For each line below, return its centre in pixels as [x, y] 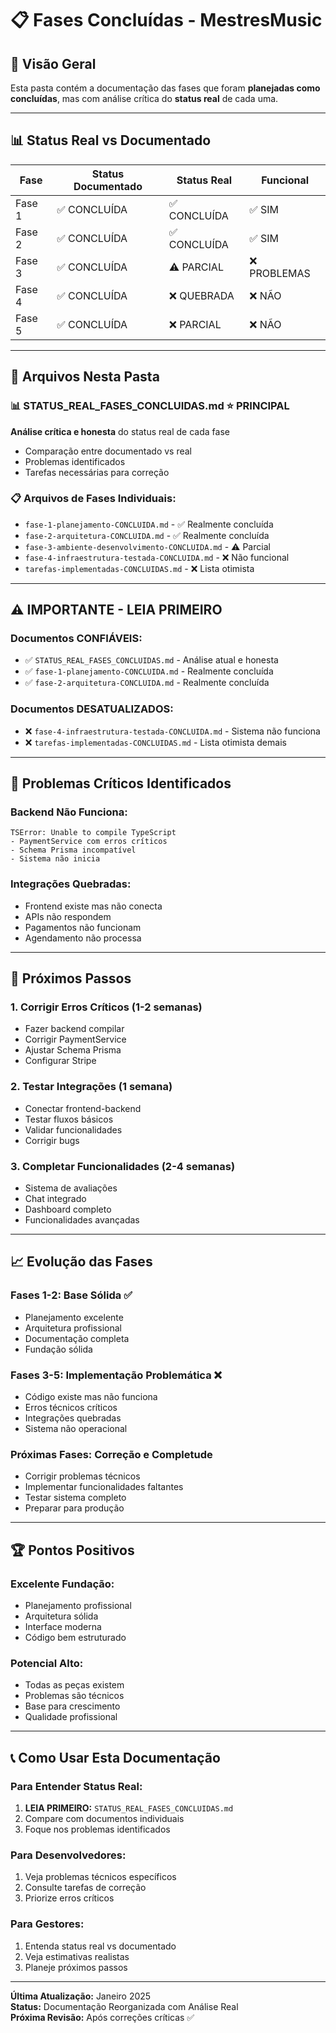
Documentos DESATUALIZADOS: [92, 709]
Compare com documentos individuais [104, 1818]
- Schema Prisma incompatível [73, 850]
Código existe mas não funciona [91, 1397]
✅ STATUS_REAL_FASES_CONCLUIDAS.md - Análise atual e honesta [151, 660]
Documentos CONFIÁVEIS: [76, 639]
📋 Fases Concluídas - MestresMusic [166, 20]
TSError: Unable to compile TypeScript [93, 833]
